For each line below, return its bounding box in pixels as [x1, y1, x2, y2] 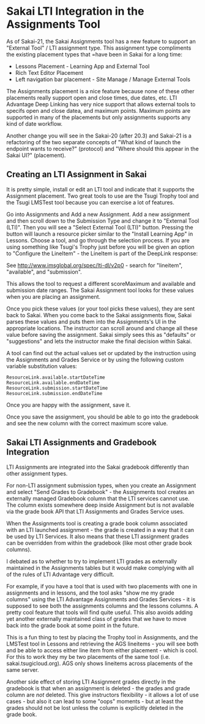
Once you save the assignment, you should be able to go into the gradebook [6, 413, 199, 420]
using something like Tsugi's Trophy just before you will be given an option [6, 243, 195, 250]
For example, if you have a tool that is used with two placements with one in [6, 582, 198, 590]
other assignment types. [6, 469, 68, 477]
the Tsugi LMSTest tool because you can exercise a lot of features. [6, 198, 174, 206]
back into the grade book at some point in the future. [6, 622, 140, 629]
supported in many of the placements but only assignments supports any [6, 114, 191, 121]
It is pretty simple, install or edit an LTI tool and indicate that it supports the [6, 185, 195, 193]
